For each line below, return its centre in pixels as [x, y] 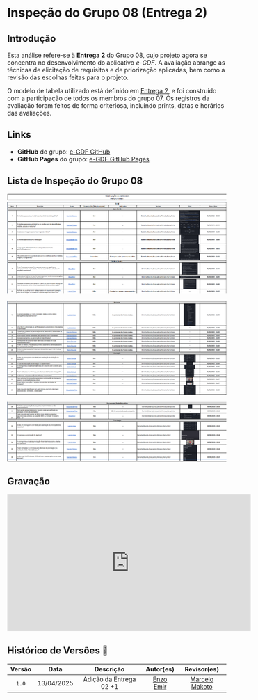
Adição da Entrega [110, 679]
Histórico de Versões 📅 [58, 651]
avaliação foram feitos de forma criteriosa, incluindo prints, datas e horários [116, 105]
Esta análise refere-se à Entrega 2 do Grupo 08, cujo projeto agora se [107, 55]
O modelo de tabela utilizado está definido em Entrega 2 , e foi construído [112, 91]
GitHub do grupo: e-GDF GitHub [64, 152]
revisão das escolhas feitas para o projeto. [68, 77]
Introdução [32, 39]
